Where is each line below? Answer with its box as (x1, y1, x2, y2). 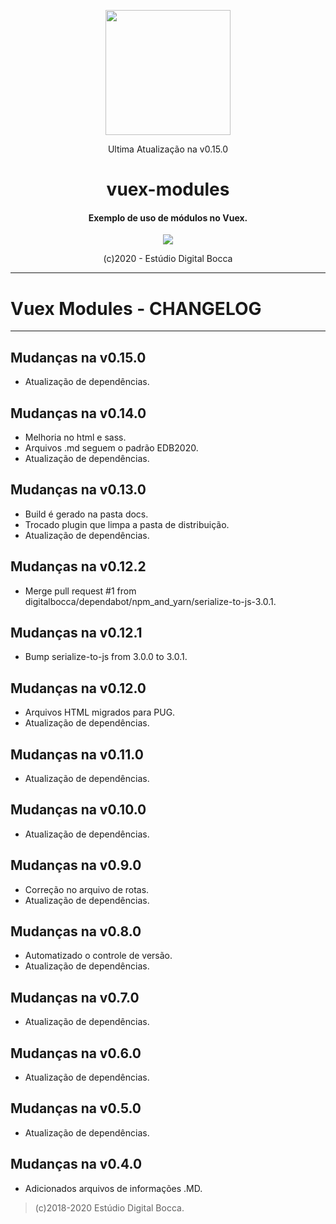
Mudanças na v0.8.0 (10, 923, 142, 940)
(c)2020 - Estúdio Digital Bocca (103, 253, 233, 265)
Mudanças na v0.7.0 (10, 989, 140, 1006)
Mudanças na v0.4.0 (10, 1156, 143, 1173)
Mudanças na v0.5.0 (10, 1100, 142, 1117)
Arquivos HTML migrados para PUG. (24, 706, 176, 719)
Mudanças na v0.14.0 (10, 405, 147, 422)
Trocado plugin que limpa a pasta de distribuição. (24, 518, 230, 530)
